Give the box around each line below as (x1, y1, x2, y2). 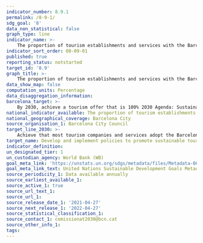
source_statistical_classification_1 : (6, 210, 104, 217)
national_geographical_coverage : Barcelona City (6, 115, 131, 121)
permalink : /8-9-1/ (6, 14, 56, 21)
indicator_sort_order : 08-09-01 (6, 48, 88, 54)
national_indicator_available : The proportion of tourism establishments (6, 110, 196, 116)
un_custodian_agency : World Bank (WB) (6, 154, 104, 160)
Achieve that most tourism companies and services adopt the (17, 132, 174, 139)
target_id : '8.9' (6, 65, 50, 71)
